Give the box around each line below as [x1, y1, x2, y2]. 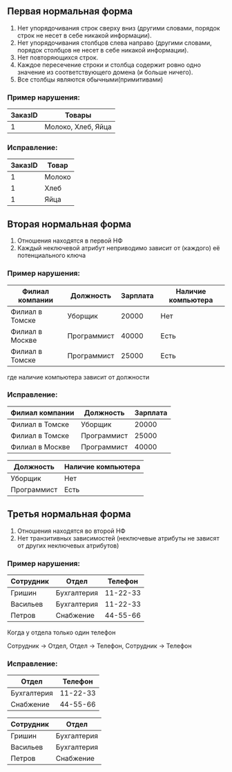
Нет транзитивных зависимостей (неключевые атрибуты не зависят [17, 534, 220, 542]
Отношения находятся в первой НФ [17, 236, 123, 245]
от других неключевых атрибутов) [17, 541, 119, 549]
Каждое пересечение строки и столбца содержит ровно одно [17, 60, 202, 68]
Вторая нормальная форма [7, 218, 132, 230]
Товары [64, 111, 92, 120]
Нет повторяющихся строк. [17, 53, 99, 62]
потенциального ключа [17, 252, 86, 260]
